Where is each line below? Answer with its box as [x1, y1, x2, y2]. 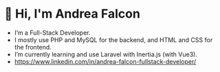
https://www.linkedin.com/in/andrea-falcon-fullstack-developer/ [14, 57, 197, 65]
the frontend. [14, 43, 52, 51]
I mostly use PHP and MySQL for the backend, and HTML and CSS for [14, 35, 213, 43]
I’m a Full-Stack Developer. [14, 29, 91, 37]
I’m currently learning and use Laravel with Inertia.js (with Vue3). [14, 50, 198, 58]
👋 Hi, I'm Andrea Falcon [4, 6, 140, 22]
